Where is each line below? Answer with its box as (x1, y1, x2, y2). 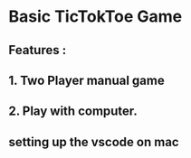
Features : (8, 42, 67, 58)
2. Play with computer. (8, 104, 138, 119)
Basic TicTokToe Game (8, 6, 183, 27)
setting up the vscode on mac (8, 134, 179, 150)
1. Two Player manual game (8, 72, 165, 88)
